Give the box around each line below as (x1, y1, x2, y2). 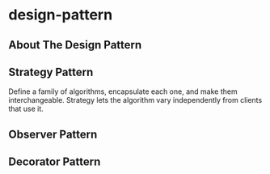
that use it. (8, 104, 44, 114)
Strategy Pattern (8, 65, 94, 79)
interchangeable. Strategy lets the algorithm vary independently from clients (8, 95, 263, 105)
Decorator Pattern (8, 155, 101, 169)
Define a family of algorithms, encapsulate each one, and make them (8, 87, 238, 96)
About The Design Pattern (8, 38, 142, 52)
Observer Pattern (8, 127, 98, 141)
